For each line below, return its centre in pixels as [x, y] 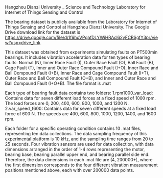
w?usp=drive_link [23, 43]
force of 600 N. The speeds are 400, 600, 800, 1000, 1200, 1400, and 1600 [81, 114]
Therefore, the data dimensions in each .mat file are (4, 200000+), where [79, 160]
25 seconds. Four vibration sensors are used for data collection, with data [80, 144]
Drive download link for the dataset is [43, 32]
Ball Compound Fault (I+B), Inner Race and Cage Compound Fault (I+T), [77, 73]
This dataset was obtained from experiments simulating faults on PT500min [81, 52]
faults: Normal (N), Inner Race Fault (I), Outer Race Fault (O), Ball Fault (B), [80, 63]
